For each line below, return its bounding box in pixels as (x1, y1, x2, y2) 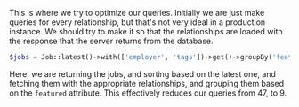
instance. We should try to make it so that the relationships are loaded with (9, 27, 283, 36)
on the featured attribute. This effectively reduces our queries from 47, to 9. (9, 88, 287, 98)
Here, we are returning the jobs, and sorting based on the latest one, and (9, 68, 276, 79)
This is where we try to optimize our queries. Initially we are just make (9, 8, 265, 18)
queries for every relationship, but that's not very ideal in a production (9, 17, 266, 27)
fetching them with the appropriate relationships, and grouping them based (9, 78, 285, 88)
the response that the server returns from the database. (9, 35, 214, 46)
